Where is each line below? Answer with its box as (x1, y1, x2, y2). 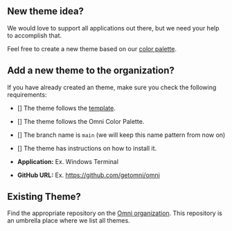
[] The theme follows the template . (17, 104, 116, 112)
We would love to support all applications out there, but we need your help (7, 24, 220, 32)
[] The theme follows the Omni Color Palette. (17, 117, 145, 125)
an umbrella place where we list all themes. (7, 216, 130, 225)
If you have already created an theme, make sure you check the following (7, 83, 217, 91)
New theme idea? (7, 6, 84, 17)
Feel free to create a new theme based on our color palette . (7, 44, 177, 53)
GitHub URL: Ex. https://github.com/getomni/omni (17, 171, 161, 179)
